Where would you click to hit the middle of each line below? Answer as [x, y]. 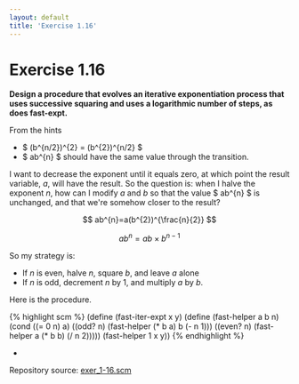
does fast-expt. [39, 113]
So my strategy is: [42, 256]
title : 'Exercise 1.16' [53, 26]
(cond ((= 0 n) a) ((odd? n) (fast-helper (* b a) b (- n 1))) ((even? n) [130, 326]
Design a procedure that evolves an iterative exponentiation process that [147, 94]
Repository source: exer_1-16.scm [70, 371]
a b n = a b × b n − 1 [149, 238]
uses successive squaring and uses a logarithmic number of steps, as [141, 104]
